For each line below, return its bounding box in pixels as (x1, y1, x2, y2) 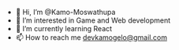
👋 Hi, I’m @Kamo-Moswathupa (15, 8, 116, 16)
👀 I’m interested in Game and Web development (15, 16, 171, 25)
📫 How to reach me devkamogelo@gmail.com (15, 33, 168, 42)
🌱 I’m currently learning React (15, 24, 113, 33)
